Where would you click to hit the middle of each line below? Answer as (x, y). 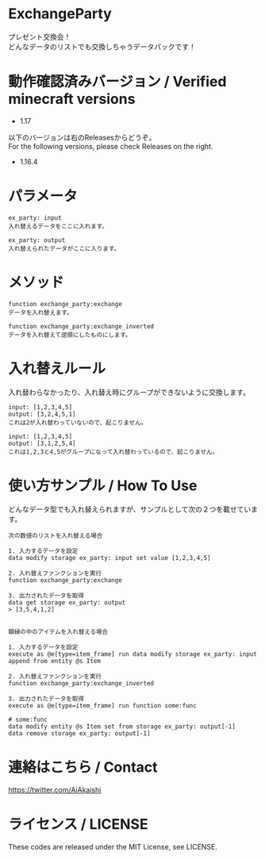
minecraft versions (72, 99)
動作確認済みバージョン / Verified (117, 82)
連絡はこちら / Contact (83, 767)
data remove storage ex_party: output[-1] (79, 733)
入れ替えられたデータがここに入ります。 (64, 248)
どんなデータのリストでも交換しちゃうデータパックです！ (102, 46)
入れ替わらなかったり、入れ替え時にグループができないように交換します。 (129, 392)
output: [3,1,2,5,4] (42, 443)
